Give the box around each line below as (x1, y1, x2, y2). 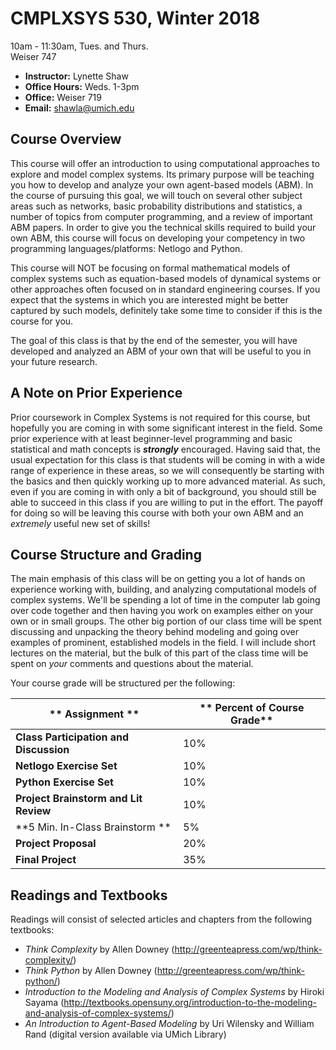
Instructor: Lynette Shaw (24, 70, 129, 82)
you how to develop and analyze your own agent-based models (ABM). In (10, 178, 314, 191)
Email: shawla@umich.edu (24, 102, 135, 114)
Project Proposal (15, 837, 97, 851)
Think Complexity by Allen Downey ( (24, 943, 175, 956)
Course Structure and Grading (10, 546, 202, 563)
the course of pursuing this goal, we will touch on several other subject (10, 189, 303, 201)
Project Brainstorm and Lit (15, 792, 143, 806)
